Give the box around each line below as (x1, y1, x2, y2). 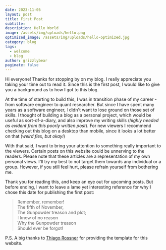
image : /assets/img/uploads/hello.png (5, 30, 85, 35)
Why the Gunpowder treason (17, 220, 77, 226)
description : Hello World (5, 26, 58, 31)
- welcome (9, 49, 30, 54)
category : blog (5, 40, 37, 45)
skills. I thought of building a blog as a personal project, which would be (5, 112, 152, 118)
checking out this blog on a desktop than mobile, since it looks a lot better (5, 128, 156, 134)
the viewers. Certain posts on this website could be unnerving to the (5, 148, 145, 154)
